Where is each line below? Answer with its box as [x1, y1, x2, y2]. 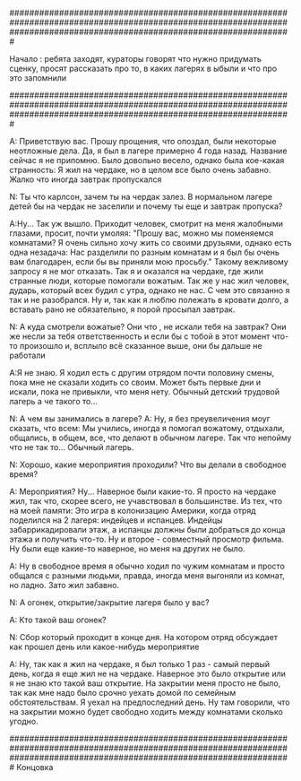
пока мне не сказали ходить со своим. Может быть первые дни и [9, 377, 262, 387]
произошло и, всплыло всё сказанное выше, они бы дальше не [19, 341, 262, 351]
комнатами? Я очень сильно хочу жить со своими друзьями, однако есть [9, 238, 292, 247]
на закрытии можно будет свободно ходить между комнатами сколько [9, 707, 284, 716]
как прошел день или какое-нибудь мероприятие [9, 641, 200, 652]
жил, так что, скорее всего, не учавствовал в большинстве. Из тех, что [9, 496, 283, 506]
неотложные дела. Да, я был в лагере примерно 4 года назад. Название [9, 145, 288, 156]
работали [9, 350, 46, 360]
